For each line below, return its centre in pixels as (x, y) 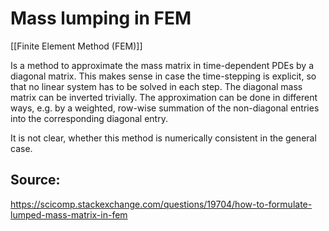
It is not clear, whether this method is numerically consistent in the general (163, 138)
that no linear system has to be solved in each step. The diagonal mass (156, 86)
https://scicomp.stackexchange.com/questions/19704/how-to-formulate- (161, 204)
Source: (35, 180)
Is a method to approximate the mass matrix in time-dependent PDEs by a (162, 65)
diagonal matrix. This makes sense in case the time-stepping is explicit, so (163, 76)
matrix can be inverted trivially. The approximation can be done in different (164, 97)
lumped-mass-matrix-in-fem (69, 214)
